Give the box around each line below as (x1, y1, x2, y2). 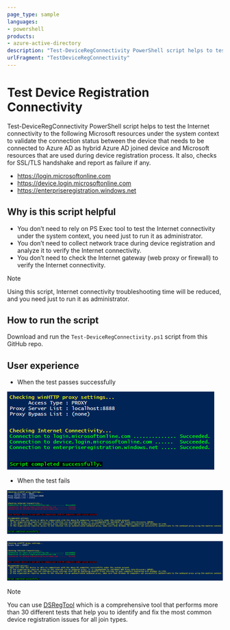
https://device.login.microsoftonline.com (16, 179, 131, 187)
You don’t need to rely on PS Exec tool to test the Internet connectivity (16, 224, 216, 232)
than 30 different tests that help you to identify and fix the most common (7, 608, 212, 616)
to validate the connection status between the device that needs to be (7, 136, 205, 145)
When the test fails (16, 476, 71, 485)
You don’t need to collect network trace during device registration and (16, 239, 216, 247)
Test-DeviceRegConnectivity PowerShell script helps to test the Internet (7, 122, 210, 130)
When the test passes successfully (16, 378, 116, 387)
